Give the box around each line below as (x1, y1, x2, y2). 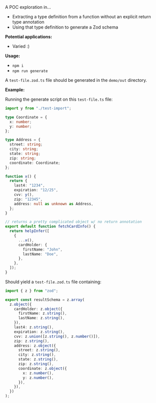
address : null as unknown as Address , (14, 201, 94, 206)
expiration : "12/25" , (14, 187, 58, 193)
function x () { (5, 174, 36, 179)
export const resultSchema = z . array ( (5, 297, 85, 302)
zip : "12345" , (14, 197, 43, 202)
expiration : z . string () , (14, 329, 65, 334)
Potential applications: (5, 34, 53, 39)
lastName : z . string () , (18, 316, 65, 321)
